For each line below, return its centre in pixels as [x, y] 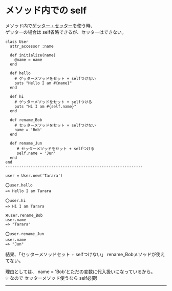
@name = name [28, 59]
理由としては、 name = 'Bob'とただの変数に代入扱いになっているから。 [80, 272]
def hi [17, 96]
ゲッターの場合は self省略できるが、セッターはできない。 [66, 32]
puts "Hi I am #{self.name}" [46, 106]
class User [17, 41]
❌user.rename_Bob [24, 215]
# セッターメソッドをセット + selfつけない [55, 125]
